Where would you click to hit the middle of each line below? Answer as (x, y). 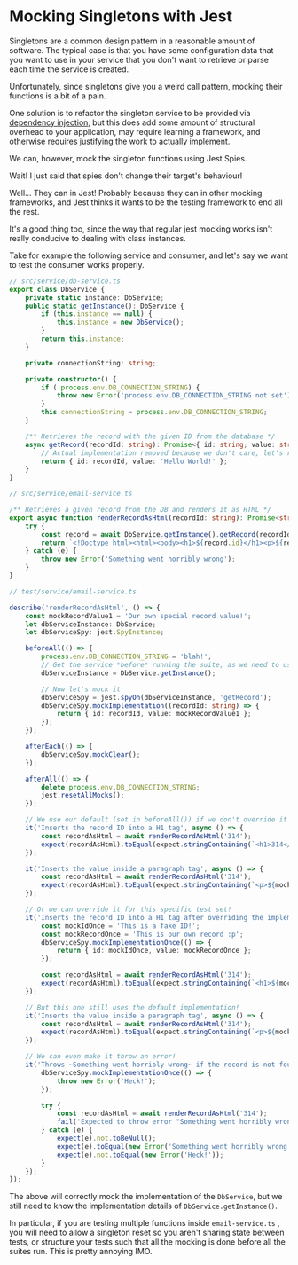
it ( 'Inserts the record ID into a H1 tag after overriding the (145, 917)
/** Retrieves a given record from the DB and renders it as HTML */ (141, 510)
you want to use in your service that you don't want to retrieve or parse (139, 59)
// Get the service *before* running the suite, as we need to (160, 665)
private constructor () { (71, 379)
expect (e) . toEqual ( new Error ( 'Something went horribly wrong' (174, 1146)
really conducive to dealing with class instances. (98, 238)
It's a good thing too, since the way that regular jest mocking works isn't (141, 229)
